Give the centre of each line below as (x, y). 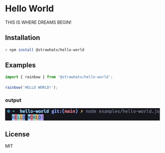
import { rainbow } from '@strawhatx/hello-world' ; (59, 77)
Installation (23, 38)
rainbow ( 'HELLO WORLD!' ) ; (31, 88)
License (17, 134)
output (13, 100)
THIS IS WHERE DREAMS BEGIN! (38, 22)
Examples (20, 65)
